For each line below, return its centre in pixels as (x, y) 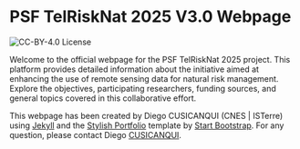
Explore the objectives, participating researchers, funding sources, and (143, 88)
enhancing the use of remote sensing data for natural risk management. (144, 78)
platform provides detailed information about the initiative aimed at (134, 69)
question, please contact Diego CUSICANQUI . (96, 134)
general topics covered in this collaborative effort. (103, 98)
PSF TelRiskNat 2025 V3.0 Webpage (150, 17)
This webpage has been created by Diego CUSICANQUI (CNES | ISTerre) (146, 115)
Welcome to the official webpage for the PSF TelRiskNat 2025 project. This (150, 59)
